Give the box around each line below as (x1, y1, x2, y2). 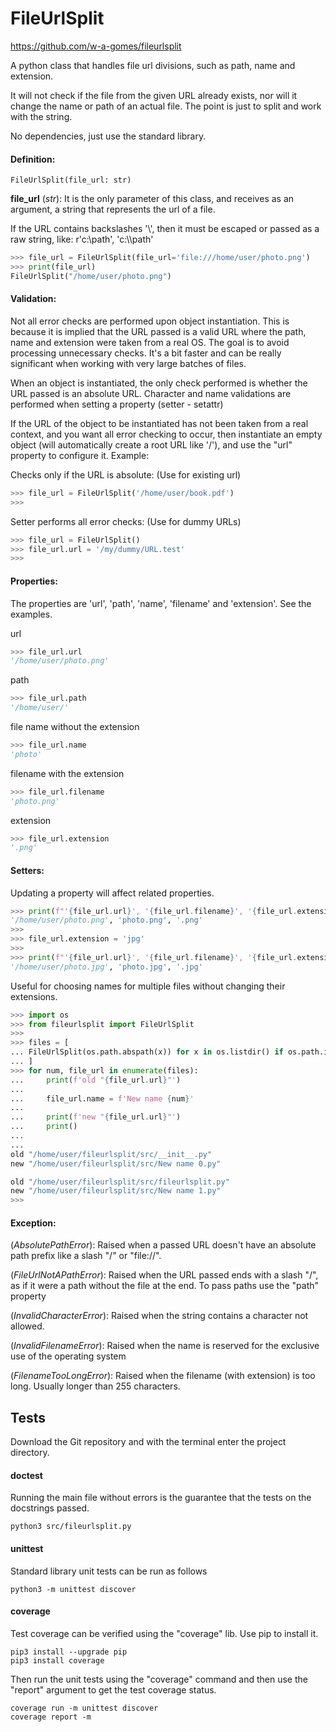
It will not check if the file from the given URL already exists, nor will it (10, 89, 298, 101)
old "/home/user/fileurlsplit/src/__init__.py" (10, 1149, 213, 1159)
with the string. (10, 110, 73, 122)
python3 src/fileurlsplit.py (10, 1522, 132, 1532)
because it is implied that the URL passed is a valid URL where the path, (10, 325, 307, 337)
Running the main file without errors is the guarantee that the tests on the (10, 1492, 312, 1504)
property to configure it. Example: (10, 449, 150, 461)
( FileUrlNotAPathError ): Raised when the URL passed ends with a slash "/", (10, 1269, 319, 1281)
